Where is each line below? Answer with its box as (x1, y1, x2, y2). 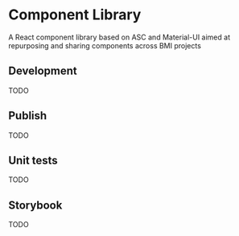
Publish (8, 109, 47, 122)
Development (8, 64, 78, 78)
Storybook (8, 198, 63, 212)
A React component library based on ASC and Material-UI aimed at (8, 32, 231, 42)
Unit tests (8, 153, 58, 167)
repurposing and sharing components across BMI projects (8, 40, 201, 50)
